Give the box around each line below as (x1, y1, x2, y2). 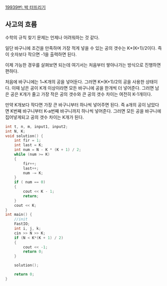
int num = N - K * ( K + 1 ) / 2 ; (14, 147, 81, 152)
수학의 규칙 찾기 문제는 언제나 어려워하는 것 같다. (5, 34, 100, 40)
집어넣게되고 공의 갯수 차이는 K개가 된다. (5, 114, 84, 120)
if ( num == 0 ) (14, 180, 46, 185)
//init (14, 217, 28, 222)
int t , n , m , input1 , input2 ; (5, 124, 68, 129)
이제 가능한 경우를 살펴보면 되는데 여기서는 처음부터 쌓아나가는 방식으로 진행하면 (5, 62, 161, 68)
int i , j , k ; (14, 226, 41, 231)
